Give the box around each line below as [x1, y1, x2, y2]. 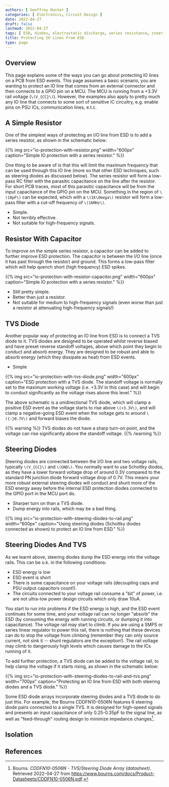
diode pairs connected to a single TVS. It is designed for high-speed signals [5, 704, 162, 710]
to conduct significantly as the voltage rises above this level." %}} [5, 390, 142, 395]
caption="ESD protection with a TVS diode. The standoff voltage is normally [5, 379, 163, 385]
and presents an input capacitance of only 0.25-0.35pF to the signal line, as [5, 710, 162, 716]
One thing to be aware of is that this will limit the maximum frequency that [5, 162, 158, 168]
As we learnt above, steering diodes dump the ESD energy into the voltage [5, 554, 160, 560]
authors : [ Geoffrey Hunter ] [5, 7, 69, 13]
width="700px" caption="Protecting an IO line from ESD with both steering [5, 678, 160, 684]
